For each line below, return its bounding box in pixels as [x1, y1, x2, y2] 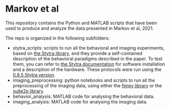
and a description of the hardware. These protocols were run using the [12, 66, 162, 72]
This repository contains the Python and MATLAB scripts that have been [5, 20, 157, 26]
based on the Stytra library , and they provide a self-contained [12, 50, 143, 56]
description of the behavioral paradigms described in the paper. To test [12, 55, 163, 61]
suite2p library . [12, 88, 44, 94]
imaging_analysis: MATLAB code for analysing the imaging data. [12, 98, 148, 104]
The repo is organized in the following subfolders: [5, 35, 110, 41]
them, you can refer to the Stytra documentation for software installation [12, 61, 165, 67]
